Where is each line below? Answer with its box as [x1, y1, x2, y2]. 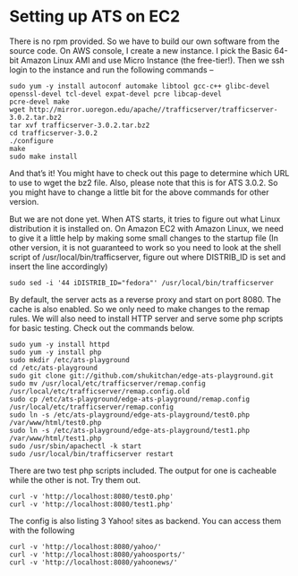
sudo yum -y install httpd [9, 340, 110, 349]
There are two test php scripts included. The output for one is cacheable [9, 465, 277, 476]
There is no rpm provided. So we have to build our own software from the [9, 36, 280, 47]
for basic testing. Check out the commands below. [9, 322, 195, 333]
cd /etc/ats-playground [9, 363, 98, 372]
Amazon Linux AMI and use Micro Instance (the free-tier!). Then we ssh [21, 55, 285, 65]
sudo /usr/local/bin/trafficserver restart [9, 449, 175, 458]
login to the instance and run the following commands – [9, 64, 214, 75]
